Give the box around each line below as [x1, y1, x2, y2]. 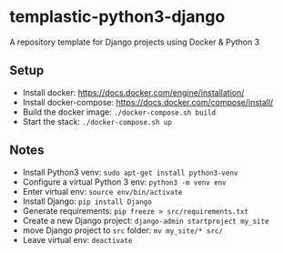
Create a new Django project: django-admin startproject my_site [22, 215, 270, 226]
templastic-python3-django [9, 6, 226, 27]
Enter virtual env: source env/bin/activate [22, 186, 183, 197]
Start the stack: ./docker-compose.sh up [22, 116, 173, 126]
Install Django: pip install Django [22, 196, 152, 207]
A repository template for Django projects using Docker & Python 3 [9, 36, 260, 47]
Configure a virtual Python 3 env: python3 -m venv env [22, 176, 227, 187]
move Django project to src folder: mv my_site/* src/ [22, 225, 223, 236]
